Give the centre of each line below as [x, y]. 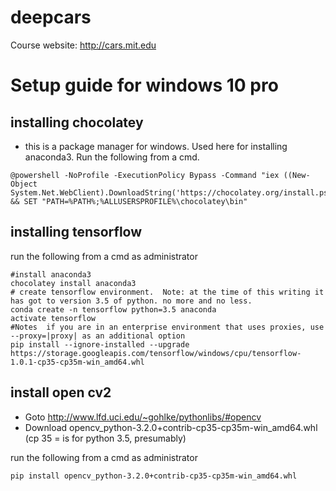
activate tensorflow [53, 318]
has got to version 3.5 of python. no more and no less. [131, 301]
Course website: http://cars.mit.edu [83, 45]
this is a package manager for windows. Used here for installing [156, 146]
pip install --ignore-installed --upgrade [100, 344]
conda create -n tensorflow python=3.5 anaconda [113, 309]
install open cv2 [61, 392]
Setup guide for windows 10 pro [144, 85]
